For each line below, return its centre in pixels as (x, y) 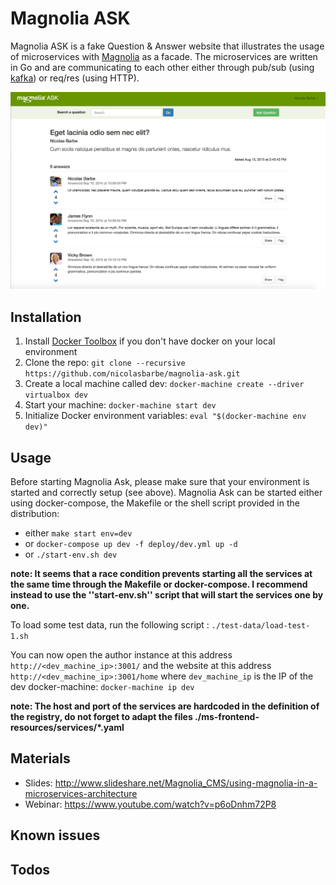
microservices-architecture (81, 793)
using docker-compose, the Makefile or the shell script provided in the (155, 503)
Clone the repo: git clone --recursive (105, 363)
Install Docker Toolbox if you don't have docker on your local (150, 341)
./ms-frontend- (227, 717)
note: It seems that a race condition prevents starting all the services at (161, 574)
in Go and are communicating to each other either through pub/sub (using (162, 67)
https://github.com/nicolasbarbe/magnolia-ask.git (132, 374)
